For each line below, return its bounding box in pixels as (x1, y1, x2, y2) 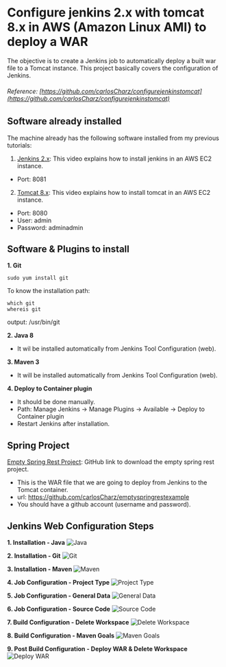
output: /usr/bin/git (7, 318, 60, 327)
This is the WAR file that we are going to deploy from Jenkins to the (16, 478, 208, 487)
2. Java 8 (7, 331, 34, 340)
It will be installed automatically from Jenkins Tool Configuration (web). (16, 371, 218, 379)
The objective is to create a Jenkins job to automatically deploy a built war (7, 56, 216, 65)
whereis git (7, 306, 41, 313)
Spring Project (7, 439, 70, 451)
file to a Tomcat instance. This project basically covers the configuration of (7, 64, 218, 72)
